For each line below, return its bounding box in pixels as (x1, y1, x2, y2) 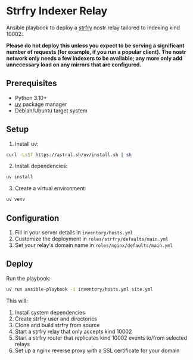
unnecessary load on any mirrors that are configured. (6, 61, 142, 68)
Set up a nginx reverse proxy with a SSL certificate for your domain (14, 347, 180, 354)
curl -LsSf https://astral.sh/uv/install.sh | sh (6, 151, 132, 158)
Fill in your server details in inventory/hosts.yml (14, 229, 133, 236)
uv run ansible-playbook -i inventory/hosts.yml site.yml (6, 286, 153, 292)
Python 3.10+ (14, 94, 48, 101)
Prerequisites (6, 78, 57, 89)
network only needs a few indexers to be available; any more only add (6, 54, 183, 62)
